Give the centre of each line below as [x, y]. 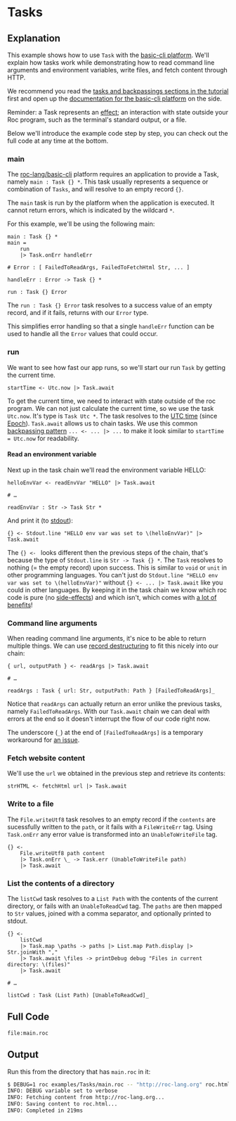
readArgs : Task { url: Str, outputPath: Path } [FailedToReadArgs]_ [111, 691]
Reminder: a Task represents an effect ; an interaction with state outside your [118, 112]
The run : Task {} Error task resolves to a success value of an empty [110, 305]
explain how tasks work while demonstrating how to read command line [111, 63]
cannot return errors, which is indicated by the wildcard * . [91, 210]
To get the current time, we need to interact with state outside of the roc [112, 401]
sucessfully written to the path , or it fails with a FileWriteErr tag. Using [110, 826]
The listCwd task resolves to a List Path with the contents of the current [113, 898]
